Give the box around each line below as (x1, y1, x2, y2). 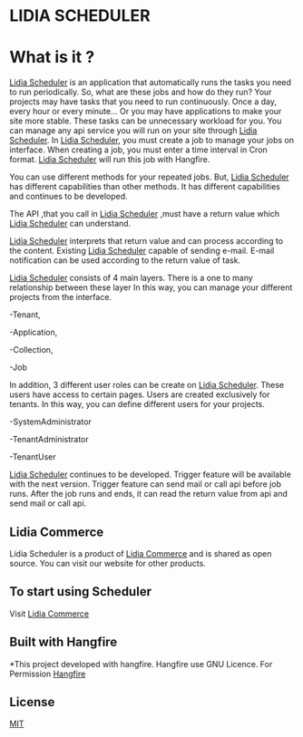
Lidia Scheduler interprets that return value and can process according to (9, 236, 284, 247)
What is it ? (9, 47, 95, 68)
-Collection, (9, 344, 54, 355)
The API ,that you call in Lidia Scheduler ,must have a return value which (9, 208, 280, 219)
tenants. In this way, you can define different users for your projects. (9, 399, 266, 410)
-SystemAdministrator (9, 416, 93, 427)
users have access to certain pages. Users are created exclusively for (9, 389, 270, 400)
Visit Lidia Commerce (9, 608, 89, 619)
